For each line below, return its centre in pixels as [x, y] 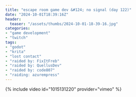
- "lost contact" [23, 56]
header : [13, 19]
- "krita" [16, 51]
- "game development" [28, 33]
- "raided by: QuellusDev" [33, 65]
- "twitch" [17, 38]
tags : [11, 42]
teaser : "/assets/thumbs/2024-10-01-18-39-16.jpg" [64, 24]
